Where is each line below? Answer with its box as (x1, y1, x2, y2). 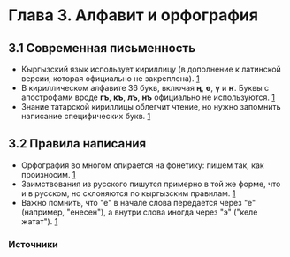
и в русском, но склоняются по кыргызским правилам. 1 (20, 187, 236, 199)
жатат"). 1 (20, 215, 58, 226)
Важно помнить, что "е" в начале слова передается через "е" (20, 197, 256, 208)
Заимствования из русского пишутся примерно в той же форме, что (20, 178, 281, 189)
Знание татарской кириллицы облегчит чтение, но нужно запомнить (20, 102, 281, 111)
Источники (8, 238, 58, 250)
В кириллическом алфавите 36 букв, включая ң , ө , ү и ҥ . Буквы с (20, 83, 270, 93)
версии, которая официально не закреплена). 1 (20, 73, 200, 84)
